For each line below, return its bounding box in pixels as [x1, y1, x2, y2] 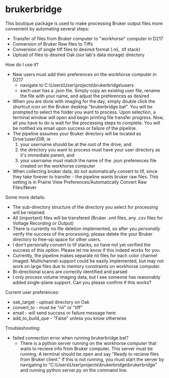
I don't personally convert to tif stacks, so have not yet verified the [12, 242, 151, 248]
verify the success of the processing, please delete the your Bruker [12, 231, 153, 237]
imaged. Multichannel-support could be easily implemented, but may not [12, 257, 164, 264]
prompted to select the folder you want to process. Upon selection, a [12, 109, 156, 115]
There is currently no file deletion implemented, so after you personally [12, 225, 160, 232]
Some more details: [5, 194, 45, 200]
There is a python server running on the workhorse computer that [20, 340, 157, 346]
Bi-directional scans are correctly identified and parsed [12, 269, 128, 275]
